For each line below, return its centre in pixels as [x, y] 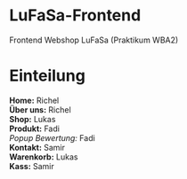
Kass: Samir [32, 166]
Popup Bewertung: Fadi [52, 137]
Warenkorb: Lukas [44, 157]
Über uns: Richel [40, 109]
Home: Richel [34, 100]
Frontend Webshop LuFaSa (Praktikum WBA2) [94, 40]
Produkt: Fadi [35, 128]
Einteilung [48, 76]
